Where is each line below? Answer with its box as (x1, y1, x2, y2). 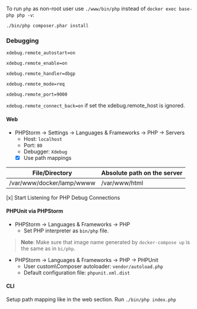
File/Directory (32, 169, 72, 177)
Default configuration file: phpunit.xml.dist (23, 269, 131, 276)
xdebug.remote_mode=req (6, 81, 65, 87)
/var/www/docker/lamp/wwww (9, 178, 96, 187)
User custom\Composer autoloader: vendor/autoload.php (23, 263, 163, 270)
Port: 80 (23, 141, 43, 149)
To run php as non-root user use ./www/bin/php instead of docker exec (6, 5, 177, 12)
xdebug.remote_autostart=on (6, 50, 76, 56)
